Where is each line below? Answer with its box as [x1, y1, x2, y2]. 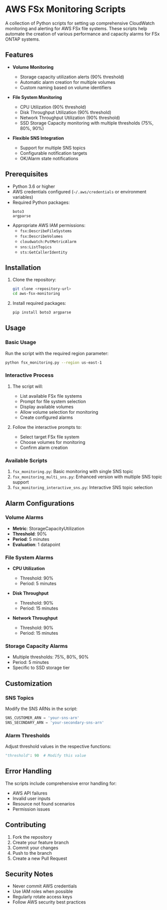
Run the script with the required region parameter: [5, 350, 109, 356]
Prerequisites [5, 170, 48, 179]
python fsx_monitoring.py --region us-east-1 [5, 360, 102, 365]
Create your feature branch [12, 839, 69, 845]
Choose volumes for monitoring [20, 439, 85, 445]
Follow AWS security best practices [12, 899, 86, 905]
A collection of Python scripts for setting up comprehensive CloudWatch [5, 20, 155, 26]
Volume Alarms [5, 514, 44, 521]
